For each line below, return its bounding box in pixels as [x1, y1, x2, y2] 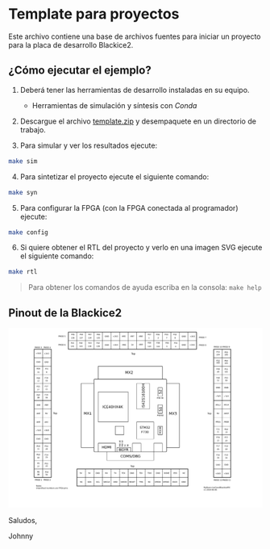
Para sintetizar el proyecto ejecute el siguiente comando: [19, 171, 210, 182]
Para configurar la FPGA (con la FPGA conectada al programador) [19, 203, 239, 212]
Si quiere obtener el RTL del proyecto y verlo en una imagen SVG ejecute [19, 243, 263, 253]
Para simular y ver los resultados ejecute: [19, 140, 158, 150]
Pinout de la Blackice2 [8, 306, 123, 320]
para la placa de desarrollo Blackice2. [8, 40, 134, 49]
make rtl [8, 268, 38, 276]
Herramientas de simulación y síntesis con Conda [31, 100, 197, 110]
